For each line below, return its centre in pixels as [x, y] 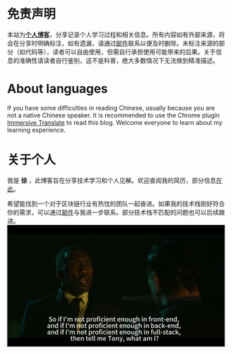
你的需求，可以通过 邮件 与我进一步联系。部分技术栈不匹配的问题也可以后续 [113, 212]
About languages [58, 89]
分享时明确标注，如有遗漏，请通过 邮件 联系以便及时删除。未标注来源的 [119, 43]
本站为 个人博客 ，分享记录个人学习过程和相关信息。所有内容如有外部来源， [113, 35]
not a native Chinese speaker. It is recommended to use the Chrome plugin [113, 115]
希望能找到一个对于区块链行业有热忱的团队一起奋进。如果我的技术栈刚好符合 [116, 204]
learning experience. [37, 130]
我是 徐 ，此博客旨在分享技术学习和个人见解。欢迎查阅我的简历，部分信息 [112, 180]
